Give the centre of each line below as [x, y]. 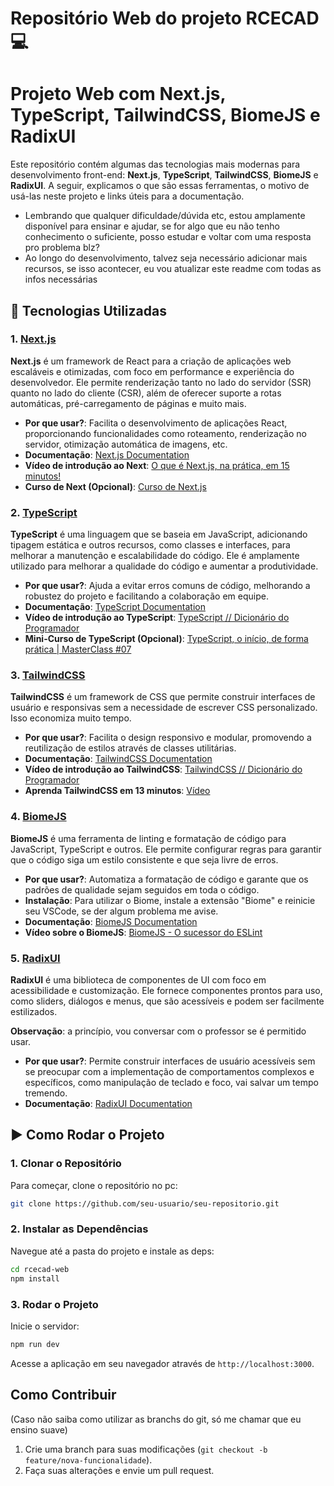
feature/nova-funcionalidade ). [88, 1459]
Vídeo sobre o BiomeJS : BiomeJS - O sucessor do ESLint [143, 932]
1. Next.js [33, 339]
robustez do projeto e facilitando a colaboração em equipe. [146, 596]
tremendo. [46, 1093]
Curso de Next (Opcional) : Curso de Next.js [115, 486]
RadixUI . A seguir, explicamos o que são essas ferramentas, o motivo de [160, 186]
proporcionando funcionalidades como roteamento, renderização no [165, 433]
